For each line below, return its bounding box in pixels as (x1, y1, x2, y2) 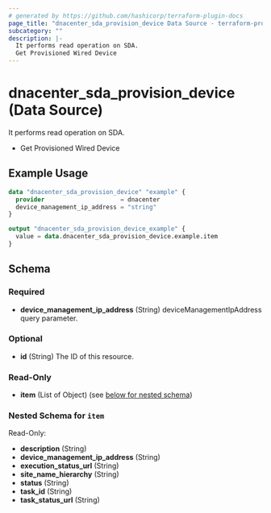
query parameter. (19, 313, 78, 323)
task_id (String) (19, 486, 73, 496)
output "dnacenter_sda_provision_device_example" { (8, 225, 186, 234)
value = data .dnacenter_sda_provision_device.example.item (15, 233, 219, 241)
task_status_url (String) (19, 495, 101, 505)
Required (8, 287, 45, 298)
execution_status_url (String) (19, 461, 119, 471)
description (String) (19, 444, 87, 453)
